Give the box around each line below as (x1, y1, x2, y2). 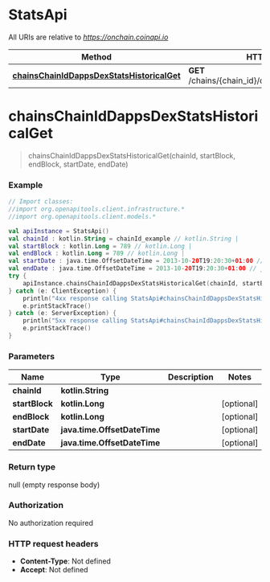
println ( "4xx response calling (22, 294, 128, 302)
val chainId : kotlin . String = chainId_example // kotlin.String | (8, 235, 239, 243)
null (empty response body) (8, 480, 100, 490)
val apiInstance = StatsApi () (8, 227, 110, 235)
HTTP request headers (8, 538, 99, 549)
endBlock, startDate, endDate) (27, 159, 129, 169)
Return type (8, 461, 56, 473)
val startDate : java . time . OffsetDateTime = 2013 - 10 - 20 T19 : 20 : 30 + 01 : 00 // (8, 257, 264, 265)
